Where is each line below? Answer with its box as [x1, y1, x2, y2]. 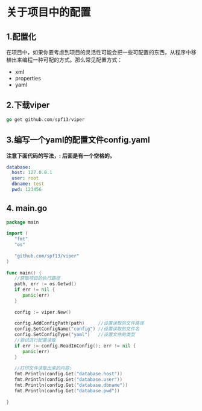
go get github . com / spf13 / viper [6, 116, 85, 123]
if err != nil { [14, 286, 55, 293]
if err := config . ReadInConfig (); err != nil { [14, 343, 136, 349]
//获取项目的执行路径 [14, 276, 60, 282]
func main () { [6, 270, 42, 276]
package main [6, 219, 39, 225]
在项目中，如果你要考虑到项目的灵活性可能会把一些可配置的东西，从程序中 [6, 49, 191, 56]
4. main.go [6, 203, 48, 213]
